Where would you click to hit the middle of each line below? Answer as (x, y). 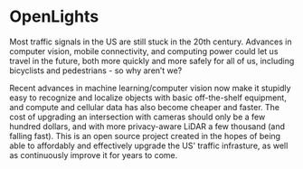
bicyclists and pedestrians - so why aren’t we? (96, 70)
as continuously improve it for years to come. (94, 155)
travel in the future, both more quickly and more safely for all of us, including (152, 61)
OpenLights (54, 17)
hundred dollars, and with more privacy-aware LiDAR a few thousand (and (147, 126)
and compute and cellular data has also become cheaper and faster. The (145, 107)
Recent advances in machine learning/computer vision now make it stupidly (150, 88)
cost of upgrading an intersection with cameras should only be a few (137, 117)
